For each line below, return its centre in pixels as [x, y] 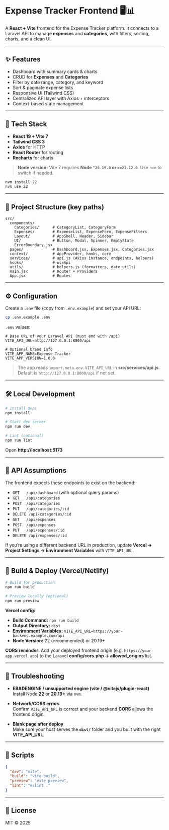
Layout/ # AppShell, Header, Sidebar [64, 236]
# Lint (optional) [24, 436]
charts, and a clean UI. [28, 39]
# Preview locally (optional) [37, 596]
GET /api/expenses [34, 519]
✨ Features [23, 59]
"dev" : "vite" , [26, 772]
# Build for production [30, 582]
